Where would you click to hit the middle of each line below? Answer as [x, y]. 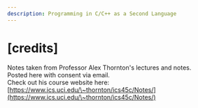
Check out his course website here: [58, 82]
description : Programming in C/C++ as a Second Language [92, 14]
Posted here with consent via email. [59, 75]
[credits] [33, 48]
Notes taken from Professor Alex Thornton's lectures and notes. [99, 68]
